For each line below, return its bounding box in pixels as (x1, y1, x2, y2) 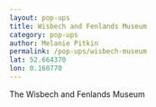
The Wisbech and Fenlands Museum (9, 88, 146, 100)
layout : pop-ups (9, 13, 70, 23)
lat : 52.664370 (9, 55, 67, 64)
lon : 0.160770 (9, 64, 63, 73)
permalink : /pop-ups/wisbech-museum (9, 47, 147, 56)
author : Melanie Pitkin (9, 38, 99, 48)
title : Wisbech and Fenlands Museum (9, 22, 147, 31)
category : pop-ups (9, 30, 78, 39)
